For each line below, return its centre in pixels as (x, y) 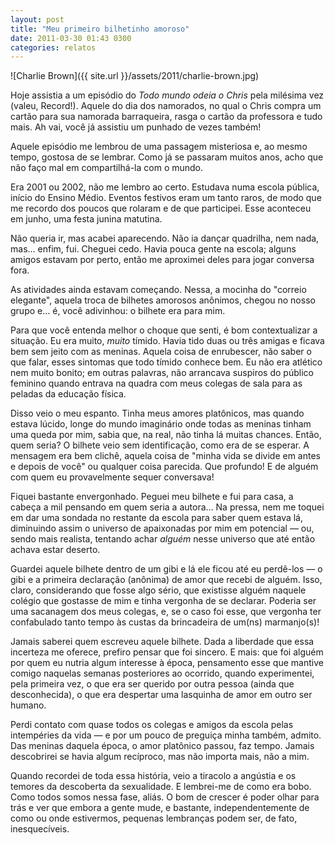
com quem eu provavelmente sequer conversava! (112, 477)
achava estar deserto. (55, 550)
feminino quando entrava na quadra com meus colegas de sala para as (156, 383)
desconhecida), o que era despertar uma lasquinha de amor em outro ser (161, 695)
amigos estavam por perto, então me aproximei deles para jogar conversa (162, 260)
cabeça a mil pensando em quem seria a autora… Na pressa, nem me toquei (167, 507)
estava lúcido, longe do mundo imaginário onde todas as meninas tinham (161, 424)
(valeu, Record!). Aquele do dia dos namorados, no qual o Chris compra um (166, 106)
